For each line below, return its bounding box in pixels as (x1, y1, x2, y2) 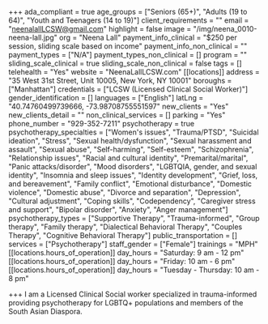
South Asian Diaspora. (8, 307, 83, 316)
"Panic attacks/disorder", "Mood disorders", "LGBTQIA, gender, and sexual (8, 162, 257, 171)
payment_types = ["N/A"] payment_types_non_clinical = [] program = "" (8, 50, 248, 59)
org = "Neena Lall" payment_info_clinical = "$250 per (59, 32, 237, 42)
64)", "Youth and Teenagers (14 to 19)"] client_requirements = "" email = (8, 15, 249, 25)
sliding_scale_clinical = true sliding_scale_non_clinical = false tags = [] (8, 58, 242, 68)
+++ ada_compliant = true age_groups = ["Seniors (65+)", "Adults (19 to (8, 7, 248, 16)
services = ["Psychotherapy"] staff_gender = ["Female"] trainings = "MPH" (8, 239, 258, 249)
